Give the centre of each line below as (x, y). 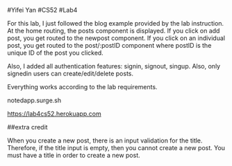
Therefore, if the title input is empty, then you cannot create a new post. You (116, 148)
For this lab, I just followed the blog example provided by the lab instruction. (116, 23)
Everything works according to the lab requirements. (82, 87)
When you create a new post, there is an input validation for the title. (105, 140)
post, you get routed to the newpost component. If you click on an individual (116, 38)
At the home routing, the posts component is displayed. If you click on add (114, 31)
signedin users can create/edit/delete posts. (71, 73)
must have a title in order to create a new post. (74, 155)
